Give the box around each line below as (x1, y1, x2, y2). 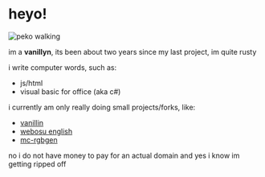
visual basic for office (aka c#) (19, 86, 121, 97)
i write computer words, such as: (8, 62, 117, 72)
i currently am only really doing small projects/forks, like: (8, 102, 196, 112)
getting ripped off (8, 158, 67, 169)
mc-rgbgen (19, 134, 58, 145)
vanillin (19, 117, 44, 127)
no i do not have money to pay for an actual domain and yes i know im (8, 150, 240, 160)
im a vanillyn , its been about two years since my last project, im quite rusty (8, 47, 257, 56)
